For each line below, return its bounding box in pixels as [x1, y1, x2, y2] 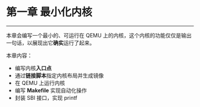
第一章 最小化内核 [6, 5, 92, 19]
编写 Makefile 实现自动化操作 [14, 87, 87, 94]
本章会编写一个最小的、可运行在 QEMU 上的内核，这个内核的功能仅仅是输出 [6, 32, 192, 39]
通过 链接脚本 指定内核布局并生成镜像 [14, 72, 104, 79]
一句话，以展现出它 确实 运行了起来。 [6, 39, 95, 46]
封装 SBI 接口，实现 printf [14, 94, 77, 101]
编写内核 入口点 [14, 64, 52, 71]
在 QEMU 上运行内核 [14, 79, 65, 86]
